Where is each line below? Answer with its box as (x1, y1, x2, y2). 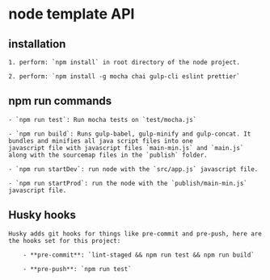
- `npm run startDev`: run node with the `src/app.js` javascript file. (8, 165, 259, 173)
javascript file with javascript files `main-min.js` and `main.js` (8, 144, 244, 152)
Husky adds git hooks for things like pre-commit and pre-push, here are (8, 229, 263, 238)
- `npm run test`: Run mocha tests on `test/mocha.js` (8, 115, 197, 123)
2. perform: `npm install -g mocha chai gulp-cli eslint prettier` (8, 73, 241, 81)
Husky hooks (8, 208, 77, 222)
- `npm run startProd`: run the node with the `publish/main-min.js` (8, 179, 248, 187)
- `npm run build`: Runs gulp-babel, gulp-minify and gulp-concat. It (8, 130, 251, 138)
